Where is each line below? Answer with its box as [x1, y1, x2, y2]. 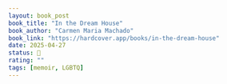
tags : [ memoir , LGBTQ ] [8, 64, 84, 72]
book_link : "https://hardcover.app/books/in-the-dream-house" [8, 34, 220, 42]
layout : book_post [8, 11, 70, 20]
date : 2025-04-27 [8, 42, 66, 50]
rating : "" [8, 57, 45, 65]
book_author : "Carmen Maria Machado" [8, 26, 134, 34]
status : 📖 [8, 49, 42, 57]
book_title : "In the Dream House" [8, 19, 124, 27]
